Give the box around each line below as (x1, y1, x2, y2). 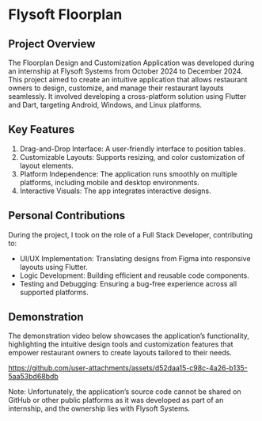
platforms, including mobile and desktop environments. (19, 177, 199, 187)
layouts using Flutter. (19, 262, 89, 271)
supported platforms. (19, 287, 89, 297)
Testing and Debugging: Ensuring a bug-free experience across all (19, 279, 237, 288)
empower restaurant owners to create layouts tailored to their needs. (8, 348, 232, 358)
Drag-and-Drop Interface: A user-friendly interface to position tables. (19, 144, 245, 154)
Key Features (8, 123, 75, 136)
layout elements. (19, 161, 74, 170)
